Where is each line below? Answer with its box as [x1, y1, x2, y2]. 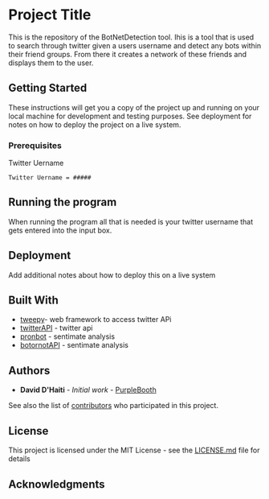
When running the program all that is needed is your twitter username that [8, 217, 254, 226]
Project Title [8, 6, 92, 24]
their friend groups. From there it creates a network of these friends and [8, 49, 247, 59]
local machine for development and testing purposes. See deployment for [8, 111, 252, 121]
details [8, 454, 31, 464]
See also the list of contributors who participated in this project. [8, 401, 219, 410]
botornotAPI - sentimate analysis [19, 340, 128, 350]
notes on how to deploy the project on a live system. [8, 119, 181, 130]
